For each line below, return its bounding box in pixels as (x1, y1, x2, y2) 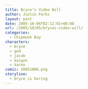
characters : (5, 40, 30, 44)
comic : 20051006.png (5, 67, 48, 72)
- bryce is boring (9, 76, 48, 81)
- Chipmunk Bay (9, 35, 41, 40)
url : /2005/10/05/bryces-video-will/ (5, 26, 84, 31)
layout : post (5, 16, 32, 21)
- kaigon (9, 58, 28, 63)
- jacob (9, 53, 26, 58)
